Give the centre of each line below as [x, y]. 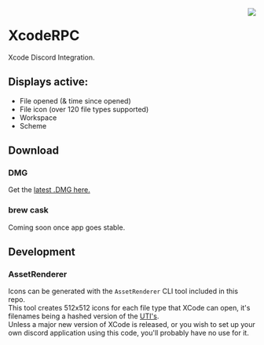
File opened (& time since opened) [75, 100]
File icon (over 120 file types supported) [84, 109]
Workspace [38, 118]
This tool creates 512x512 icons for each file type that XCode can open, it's [129, 308]
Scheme [33, 125]
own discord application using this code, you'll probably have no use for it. [128, 333]
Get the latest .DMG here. [49, 190]
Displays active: [48, 82]
